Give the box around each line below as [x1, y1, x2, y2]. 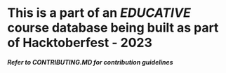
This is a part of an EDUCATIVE [7, 5, 191, 21]
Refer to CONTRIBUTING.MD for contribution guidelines [7, 58, 173, 66]
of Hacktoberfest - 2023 [7, 35, 153, 51]
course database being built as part [7, 20, 219, 36]
